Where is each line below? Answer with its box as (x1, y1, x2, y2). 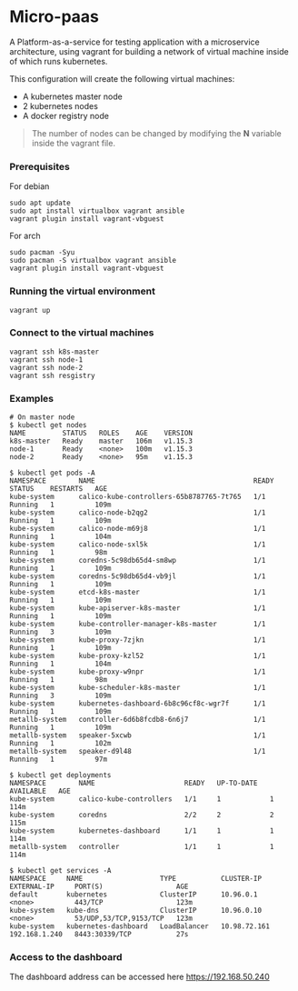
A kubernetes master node (22, 91, 123, 102)
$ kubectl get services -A (9, 866, 112, 876)
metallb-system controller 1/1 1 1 (9, 843, 274, 852)
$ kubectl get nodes (9, 421, 88, 430)
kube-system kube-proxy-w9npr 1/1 (9, 667, 266, 676)
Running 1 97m (9, 755, 107, 765)
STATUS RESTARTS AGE (9, 485, 107, 494)
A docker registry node (22, 110, 109, 121)
